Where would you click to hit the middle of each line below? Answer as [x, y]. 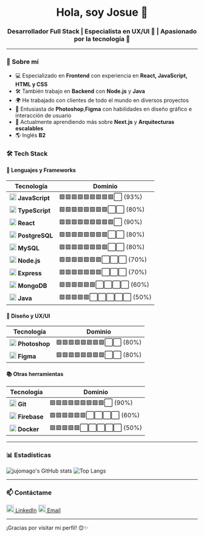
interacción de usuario [43, 115]
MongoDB [32, 286]
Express [30, 273]
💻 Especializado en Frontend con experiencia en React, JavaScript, [101, 75]
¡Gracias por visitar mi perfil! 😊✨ [47, 527]
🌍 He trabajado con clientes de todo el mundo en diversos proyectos [102, 100]
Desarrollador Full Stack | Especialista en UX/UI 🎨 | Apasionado [102, 32]
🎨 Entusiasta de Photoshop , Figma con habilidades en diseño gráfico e [104, 109]
